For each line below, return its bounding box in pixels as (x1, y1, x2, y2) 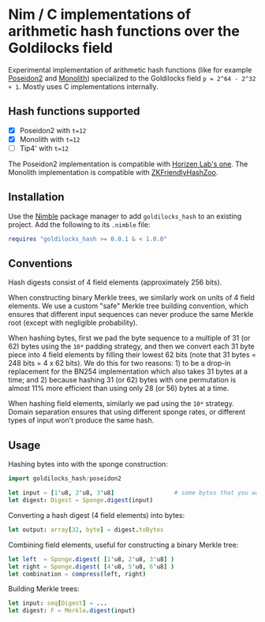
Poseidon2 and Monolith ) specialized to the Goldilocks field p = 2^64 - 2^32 (8, 73, 256, 83)
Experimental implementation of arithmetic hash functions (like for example (8, 65, 252, 74)
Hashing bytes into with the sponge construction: (8, 460, 168, 469)
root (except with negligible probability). (8, 318, 138, 328)
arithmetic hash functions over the (8, 22, 241, 40)
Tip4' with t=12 (19, 143, 69, 153)
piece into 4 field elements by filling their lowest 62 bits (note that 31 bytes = (8, 350, 256, 359)
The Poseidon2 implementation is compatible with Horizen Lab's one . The (8, 159, 248, 169)
